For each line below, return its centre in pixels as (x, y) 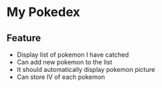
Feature (24, 38)
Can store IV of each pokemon (61, 77)
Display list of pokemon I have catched (73, 54)
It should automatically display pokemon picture (86, 69)
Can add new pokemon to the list (65, 62)
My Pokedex (43, 12)
